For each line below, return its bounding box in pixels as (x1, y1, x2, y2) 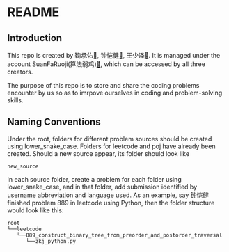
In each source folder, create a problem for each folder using (7, 175, 182, 183)
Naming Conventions (7, 116, 101, 128)
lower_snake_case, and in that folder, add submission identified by (7, 182, 198, 191)
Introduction (7, 32, 63, 44)
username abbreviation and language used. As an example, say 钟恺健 (7, 191, 210, 199)
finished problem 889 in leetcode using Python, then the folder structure (7, 198, 215, 207)
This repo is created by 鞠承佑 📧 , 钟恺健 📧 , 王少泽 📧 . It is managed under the (7, 52, 221, 59)
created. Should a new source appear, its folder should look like (7, 149, 190, 157)
